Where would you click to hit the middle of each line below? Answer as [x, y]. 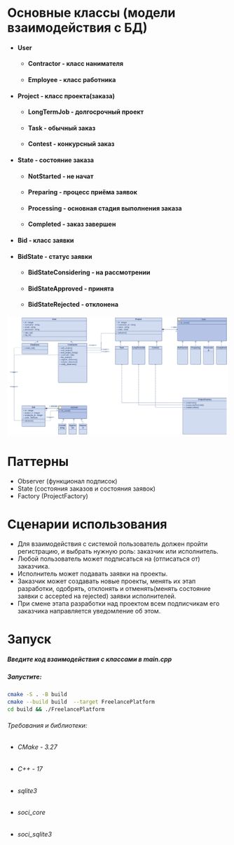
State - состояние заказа [56, 160]
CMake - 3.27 [37, 747]
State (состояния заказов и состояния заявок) [87, 488]
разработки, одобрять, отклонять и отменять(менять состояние [114, 588]
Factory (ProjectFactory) [53, 496]
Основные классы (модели [91, 13]
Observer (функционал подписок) [67, 481]
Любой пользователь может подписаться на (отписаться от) [109, 559]
